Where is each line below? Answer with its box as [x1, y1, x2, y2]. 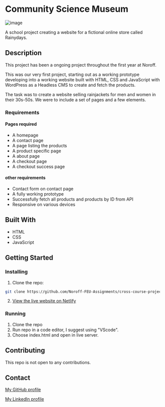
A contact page [12, 137, 44, 143]
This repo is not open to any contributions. [5, 359, 91, 365]
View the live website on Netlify [12, 298, 76, 304]
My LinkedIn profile [5, 396, 44, 402]
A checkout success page [12, 164, 65, 170]
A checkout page [12, 158, 47, 164]
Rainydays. [5, 34, 27, 40]
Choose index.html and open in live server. [12, 332, 99, 338]
